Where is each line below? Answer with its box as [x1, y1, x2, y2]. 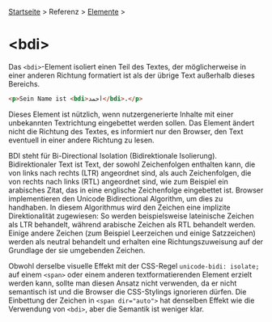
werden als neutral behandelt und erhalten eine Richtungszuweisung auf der [8, 236, 264, 246]
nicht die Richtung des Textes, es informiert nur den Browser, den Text [8, 126, 244, 136]
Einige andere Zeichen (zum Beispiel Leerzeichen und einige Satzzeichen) [8, 228, 257, 238]
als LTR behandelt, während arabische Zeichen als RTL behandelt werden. [8, 219, 257, 229]
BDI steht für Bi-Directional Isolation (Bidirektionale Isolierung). [8, 150, 217, 160]
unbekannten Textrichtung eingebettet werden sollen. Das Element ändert [8, 117, 255, 128]
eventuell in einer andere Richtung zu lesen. [8, 135, 155, 145]
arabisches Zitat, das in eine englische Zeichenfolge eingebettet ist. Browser [8, 185, 264, 195]
